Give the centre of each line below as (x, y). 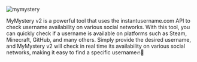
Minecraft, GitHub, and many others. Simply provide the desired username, (99, 40)
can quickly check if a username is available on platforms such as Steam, (97, 33)
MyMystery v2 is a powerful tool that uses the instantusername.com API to (98, 21)
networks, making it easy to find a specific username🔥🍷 (75, 52)
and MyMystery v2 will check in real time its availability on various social (96, 46)
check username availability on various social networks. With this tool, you (98, 27)
